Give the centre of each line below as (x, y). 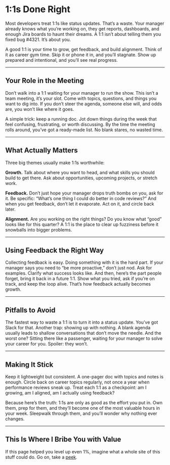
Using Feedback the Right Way (55, 250)
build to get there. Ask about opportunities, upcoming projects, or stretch (81, 178)
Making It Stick (29, 364)
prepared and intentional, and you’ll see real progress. (61, 60)
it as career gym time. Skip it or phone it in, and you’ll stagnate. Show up (81, 55)
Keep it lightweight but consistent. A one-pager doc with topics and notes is (84, 377)
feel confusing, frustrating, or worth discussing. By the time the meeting (80, 124)
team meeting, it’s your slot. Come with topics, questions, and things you (81, 98)
